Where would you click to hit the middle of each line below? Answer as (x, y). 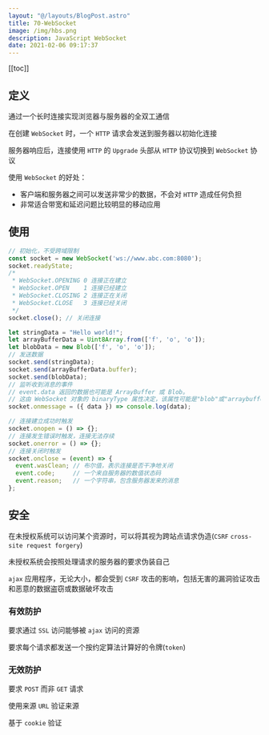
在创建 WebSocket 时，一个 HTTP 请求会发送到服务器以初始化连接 (113, 133)
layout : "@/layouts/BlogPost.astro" (69, 16)
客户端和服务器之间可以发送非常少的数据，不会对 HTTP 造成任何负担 (131, 194)
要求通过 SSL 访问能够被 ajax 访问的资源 (74, 630)
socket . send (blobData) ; (48, 377)
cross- (241, 536)
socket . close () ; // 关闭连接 (54, 318)
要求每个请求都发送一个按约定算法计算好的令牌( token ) (97, 647)
